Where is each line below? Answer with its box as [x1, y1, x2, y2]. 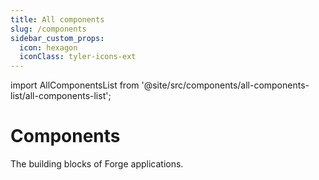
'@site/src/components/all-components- [141, 79, 310, 91]
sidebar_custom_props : [10, 33, 105, 43]
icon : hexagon [19, 42, 78, 53]
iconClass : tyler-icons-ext [19, 52, 137, 62]
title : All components [10, 14, 105, 25]
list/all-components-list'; [10, 90, 112, 102]
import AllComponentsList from [10, 79, 140, 91]
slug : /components [10, 24, 87, 34]
